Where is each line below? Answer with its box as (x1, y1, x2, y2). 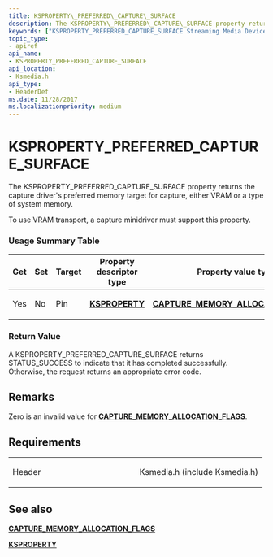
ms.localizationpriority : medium (8, 102, 122, 111)
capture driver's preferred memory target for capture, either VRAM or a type (8, 190, 264, 200)
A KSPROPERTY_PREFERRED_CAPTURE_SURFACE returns (8, 349, 204, 359)
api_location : (8, 65, 57, 73)
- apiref (8, 42, 38, 50)
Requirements (8, 435, 81, 449)
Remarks (8, 390, 55, 404)
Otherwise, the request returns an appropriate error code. (8, 367, 201, 376)
